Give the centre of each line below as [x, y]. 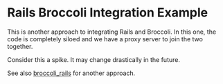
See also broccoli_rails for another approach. [71, 73]
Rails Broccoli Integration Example [108, 13]
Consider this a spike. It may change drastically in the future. [93, 59]
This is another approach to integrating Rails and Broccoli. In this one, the [112, 32]
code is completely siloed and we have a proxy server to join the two [105, 39]
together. [20, 46]
